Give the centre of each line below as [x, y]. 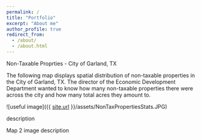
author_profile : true [34, 29]
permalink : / [23, 12]
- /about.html [30, 46]
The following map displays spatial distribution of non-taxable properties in [101, 75]
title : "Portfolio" [31, 18]
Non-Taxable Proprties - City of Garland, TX [62, 63]
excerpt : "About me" [33, 23]
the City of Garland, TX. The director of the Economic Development [91, 82]
